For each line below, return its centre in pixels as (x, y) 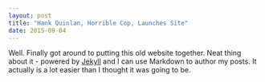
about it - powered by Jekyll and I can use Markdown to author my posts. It (132, 61)
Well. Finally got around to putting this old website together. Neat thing (125, 53)
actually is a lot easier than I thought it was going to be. (100, 70)
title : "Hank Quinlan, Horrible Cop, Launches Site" (98, 23)
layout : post (30, 16)
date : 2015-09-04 (37, 30)
